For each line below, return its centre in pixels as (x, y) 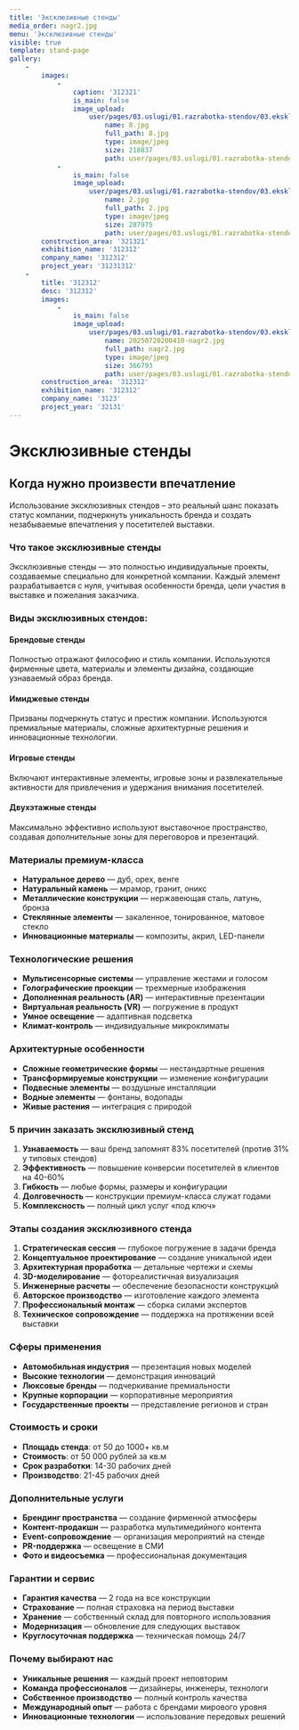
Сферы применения (56, 1347)
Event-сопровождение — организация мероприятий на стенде (143, 1537)
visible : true (36, 42)
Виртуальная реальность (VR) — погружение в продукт (130, 1007)
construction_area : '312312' (95, 382)
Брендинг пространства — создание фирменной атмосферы (140, 1518)
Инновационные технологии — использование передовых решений (154, 1716)
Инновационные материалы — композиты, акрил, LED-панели (143, 936)
